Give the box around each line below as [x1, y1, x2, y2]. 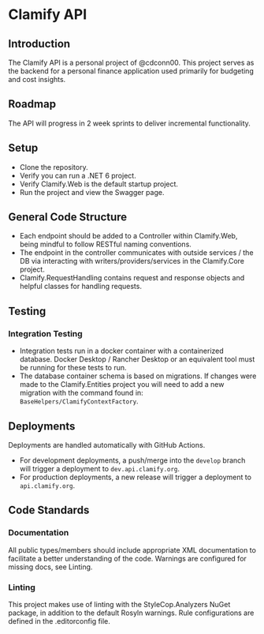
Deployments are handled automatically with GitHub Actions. [8, 440, 206, 449]
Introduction [8, 37, 71, 51]
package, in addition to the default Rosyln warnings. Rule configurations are [8, 608, 255, 617]
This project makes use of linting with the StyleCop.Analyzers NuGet [8, 599, 231, 609]
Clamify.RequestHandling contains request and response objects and [19, 273, 245, 283]
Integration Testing [8, 328, 83, 339]
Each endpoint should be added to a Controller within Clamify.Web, [19, 231, 238, 241]
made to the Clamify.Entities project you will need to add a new [19, 380, 225, 389]
